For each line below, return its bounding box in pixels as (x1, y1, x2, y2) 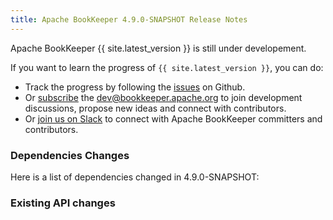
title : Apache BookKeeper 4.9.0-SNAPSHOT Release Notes (10, 14, 248, 25)
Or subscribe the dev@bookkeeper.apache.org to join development (24, 91, 303, 103)
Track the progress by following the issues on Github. (24, 81, 246, 93)
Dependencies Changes (10, 148, 130, 162)
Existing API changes (10, 196, 116, 210)
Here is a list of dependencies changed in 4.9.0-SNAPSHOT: (10, 171, 260, 183)
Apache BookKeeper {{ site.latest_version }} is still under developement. (10, 42, 307, 54)
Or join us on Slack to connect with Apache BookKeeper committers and (24, 112, 323, 125)
